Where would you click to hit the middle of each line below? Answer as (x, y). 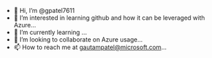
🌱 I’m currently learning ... (50, 32)
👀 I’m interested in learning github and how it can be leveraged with (109, 18)
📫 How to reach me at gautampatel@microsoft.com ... (90, 47)
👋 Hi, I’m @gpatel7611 (44, 11)
